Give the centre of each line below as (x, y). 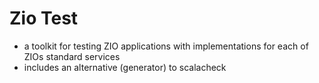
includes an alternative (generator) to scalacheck (125, 67)
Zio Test (44, 18)
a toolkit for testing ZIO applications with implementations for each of (166, 46)
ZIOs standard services (72, 56)
